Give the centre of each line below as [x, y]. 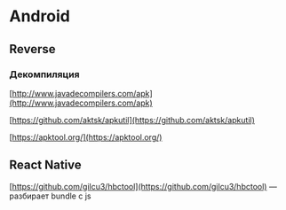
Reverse [32, 49]
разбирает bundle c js [50, 196]
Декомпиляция [44, 74]
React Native [45, 165]
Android [40, 16]
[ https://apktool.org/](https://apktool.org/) [86, 137]
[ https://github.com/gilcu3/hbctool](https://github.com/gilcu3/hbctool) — [143, 186]
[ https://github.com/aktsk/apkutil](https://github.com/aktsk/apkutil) [132, 120]
